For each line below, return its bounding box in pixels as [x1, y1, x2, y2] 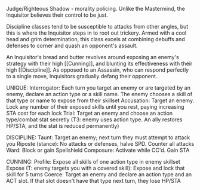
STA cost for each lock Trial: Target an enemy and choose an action [6, 110, 173, 117]
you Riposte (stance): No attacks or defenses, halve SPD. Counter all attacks [6, 140, 195, 147]
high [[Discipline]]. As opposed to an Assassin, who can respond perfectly [6, 66, 189, 73]
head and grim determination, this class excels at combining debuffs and [6, 36, 185, 42]
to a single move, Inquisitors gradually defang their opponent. [6, 73, 158, 79]
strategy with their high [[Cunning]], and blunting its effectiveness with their [6, 60, 193, 67]
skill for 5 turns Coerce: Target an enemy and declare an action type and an [6, 171, 192, 178]
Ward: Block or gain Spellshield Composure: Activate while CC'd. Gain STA [6, 146, 190, 154]
